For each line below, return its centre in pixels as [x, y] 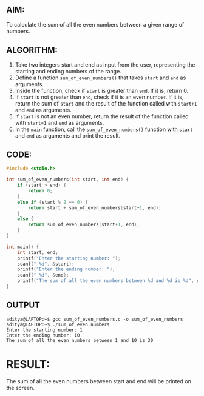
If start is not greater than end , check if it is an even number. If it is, [99, 97]
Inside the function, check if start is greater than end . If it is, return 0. [102, 90]
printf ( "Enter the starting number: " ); [69, 258]
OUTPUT [23, 305]
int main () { [23, 247]
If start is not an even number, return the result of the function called [102, 116]
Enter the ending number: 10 [43, 335]
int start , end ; [38, 252]
